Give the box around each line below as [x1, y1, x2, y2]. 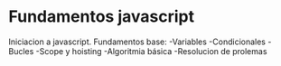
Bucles [8, 45, 34, 56]
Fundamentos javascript [8, 6, 195, 27]
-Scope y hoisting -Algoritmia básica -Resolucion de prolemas [35, 45, 267, 56]
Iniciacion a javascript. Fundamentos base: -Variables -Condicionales [8, 36, 267, 47]
